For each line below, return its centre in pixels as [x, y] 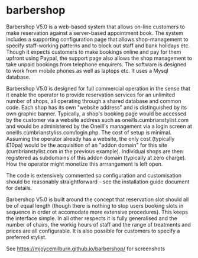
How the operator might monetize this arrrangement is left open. [85, 164]
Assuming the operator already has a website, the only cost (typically [90, 138]
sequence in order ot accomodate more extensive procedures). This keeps [97, 212]
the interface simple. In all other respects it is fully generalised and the [92, 218]
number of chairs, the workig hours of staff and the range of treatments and [98, 224]
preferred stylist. [26, 237]
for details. [19, 188]
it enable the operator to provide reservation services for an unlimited [91, 95]
